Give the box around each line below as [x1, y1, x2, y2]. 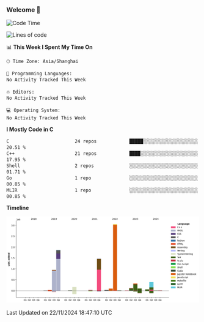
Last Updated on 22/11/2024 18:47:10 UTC [6, 309, 112, 316]
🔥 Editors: [6, 89, 35, 95]
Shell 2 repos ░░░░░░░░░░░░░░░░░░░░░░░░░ [6, 163, 199, 169]
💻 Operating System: [6, 107, 61, 114]
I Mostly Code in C [6, 125, 54, 133]
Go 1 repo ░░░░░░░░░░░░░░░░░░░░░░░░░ [6, 175, 199, 181]
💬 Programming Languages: [6, 70, 72, 77]
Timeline [6, 204, 29, 212]
